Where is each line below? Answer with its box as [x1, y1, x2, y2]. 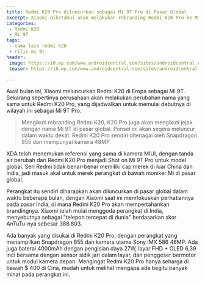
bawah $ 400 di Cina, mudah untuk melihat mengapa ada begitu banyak [6, 264, 188, 272]
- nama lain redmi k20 [9, 43, 67, 49]
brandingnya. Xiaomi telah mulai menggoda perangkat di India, [6, 207, 164, 215]
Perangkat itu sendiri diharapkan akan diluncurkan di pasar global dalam [6, 188, 188, 195]
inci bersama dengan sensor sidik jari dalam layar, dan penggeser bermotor [6, 251, 196, 259]
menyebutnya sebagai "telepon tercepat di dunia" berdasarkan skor [6, 214, 177, 221]
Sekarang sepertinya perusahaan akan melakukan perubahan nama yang [6, 94, 190, 101]
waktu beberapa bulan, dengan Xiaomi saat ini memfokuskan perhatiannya [6, 194, 194, 202]
